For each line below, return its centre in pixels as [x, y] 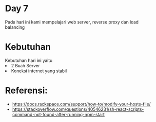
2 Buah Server [26, 65]
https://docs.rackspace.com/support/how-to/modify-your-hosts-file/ [81, 104]
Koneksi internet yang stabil [39, 71]
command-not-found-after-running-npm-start [58, 114]
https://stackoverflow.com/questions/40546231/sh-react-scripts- [78, 109]
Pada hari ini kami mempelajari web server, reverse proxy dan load [72, 22]
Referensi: [26, 91]
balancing [15, 27]
